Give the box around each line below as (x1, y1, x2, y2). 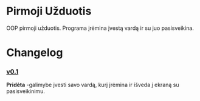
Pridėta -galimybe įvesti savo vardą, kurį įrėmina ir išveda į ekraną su (6, 81, 179, 89)
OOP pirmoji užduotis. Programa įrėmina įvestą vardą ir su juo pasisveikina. (6, 24, 195, 32)
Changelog (6, 46, 63, 60)
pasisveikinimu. (6, 88, 46, 95)
